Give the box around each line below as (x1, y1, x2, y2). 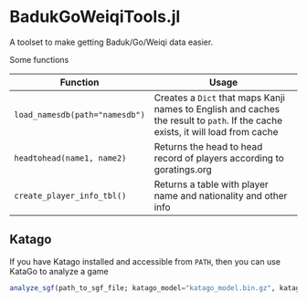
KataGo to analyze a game (9, 266, 109, 276)
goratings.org (153, 162, 212, 175)
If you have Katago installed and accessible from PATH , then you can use (9, 255, 281, 266)
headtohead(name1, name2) (14, 152, 127, 163)
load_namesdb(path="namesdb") (14, 109, 146, 120)
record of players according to (153, 151, 285, 164)
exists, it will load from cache (153, 125, 279, 138)
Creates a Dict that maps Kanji (153, 91, 286, 104)
